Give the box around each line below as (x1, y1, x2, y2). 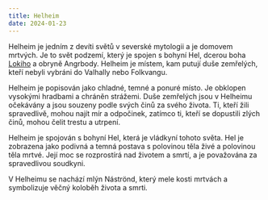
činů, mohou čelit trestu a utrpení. (8, 117, 121, 127)
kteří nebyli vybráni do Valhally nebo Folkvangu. (8, 67, 168, 77)
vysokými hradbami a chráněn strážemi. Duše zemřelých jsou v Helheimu (8, 91, 253, 101)
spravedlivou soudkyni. (8, 158, 86, 168)
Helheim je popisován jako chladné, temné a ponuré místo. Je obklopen (8, 82, 246, 93)
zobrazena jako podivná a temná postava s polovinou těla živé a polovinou (8, 141, 256, 151)
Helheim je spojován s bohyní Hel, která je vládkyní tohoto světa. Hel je (8, 132, 245, 142)
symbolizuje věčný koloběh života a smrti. (8, 182, 148, 192)
